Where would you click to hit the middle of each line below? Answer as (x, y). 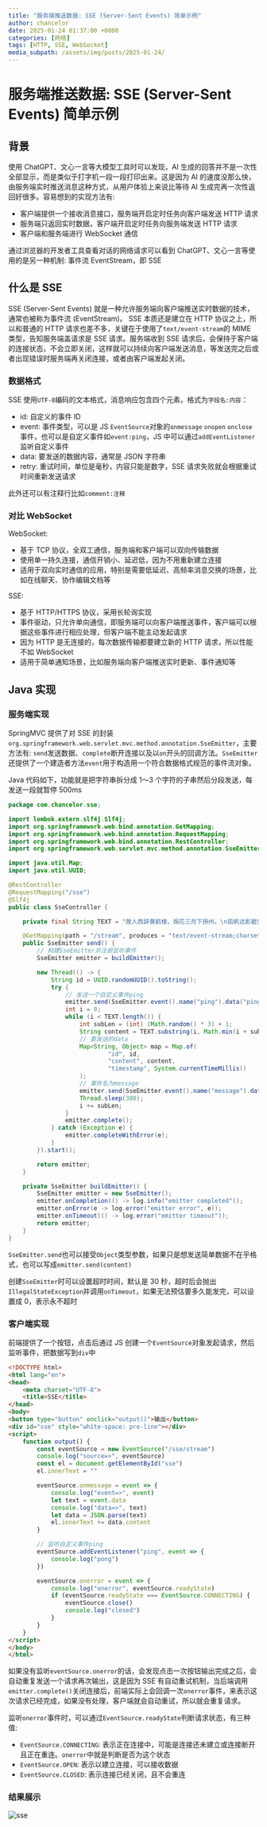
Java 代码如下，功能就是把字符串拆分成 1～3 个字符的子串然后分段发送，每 (130, 780)
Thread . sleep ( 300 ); (112, 1098)
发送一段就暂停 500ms (45, 790)
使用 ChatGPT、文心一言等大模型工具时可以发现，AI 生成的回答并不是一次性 (133, 167)
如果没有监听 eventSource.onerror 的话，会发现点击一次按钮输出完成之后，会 (133, 1671)
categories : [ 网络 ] (39, 38)
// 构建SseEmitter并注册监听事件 (87, 951)
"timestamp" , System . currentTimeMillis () (177, 1069)
